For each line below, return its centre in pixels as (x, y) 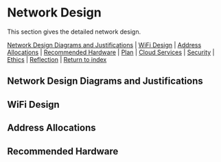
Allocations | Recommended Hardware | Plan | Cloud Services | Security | (111, 52)
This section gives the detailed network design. (74, 32)
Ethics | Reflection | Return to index (57, 59)
